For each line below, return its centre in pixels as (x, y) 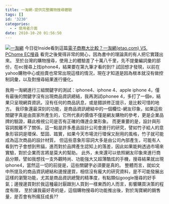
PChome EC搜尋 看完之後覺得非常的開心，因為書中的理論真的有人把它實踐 (82, 54)
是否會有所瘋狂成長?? (36, 196)
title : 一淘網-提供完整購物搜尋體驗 (38, 10)
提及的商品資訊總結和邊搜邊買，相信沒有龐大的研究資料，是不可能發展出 (89, 171)
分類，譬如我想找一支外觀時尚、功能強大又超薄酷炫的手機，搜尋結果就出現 (87, 159)
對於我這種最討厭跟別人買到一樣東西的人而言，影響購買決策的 (95, 184)
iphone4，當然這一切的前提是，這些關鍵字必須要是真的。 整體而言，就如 (80, 165)
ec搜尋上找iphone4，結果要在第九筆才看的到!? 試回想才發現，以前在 (89, 67)
